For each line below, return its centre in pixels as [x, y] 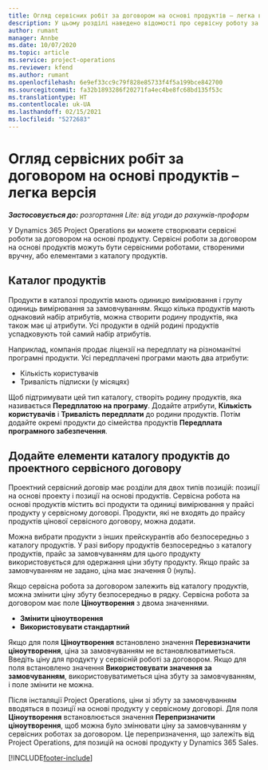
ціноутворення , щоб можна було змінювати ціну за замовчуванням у [128, 725]
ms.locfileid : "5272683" [49, 120]
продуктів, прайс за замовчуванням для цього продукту [104, 554]
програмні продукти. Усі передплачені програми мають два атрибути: [129, 357]
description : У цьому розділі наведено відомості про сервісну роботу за [134, 23]
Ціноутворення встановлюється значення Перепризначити [112, 717]
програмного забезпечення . [58, 430]
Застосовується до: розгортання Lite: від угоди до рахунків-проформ [129, 214]
